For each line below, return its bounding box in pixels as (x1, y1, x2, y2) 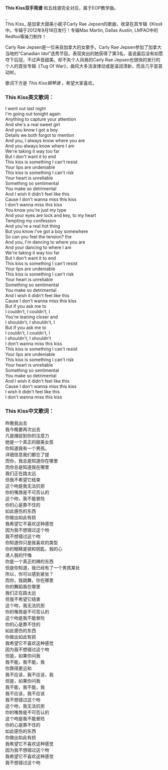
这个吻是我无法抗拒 (5, 483, 45, 489)
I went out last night (5, 106, 46, 112)
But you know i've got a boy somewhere (5, 228, 88, 234)
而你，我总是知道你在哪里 (5, 458, 58, 464)
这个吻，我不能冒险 (5, 495, 45, 501)
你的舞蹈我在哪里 (5, 583, 41, 589)
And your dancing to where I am (5, 244, 72, 250)
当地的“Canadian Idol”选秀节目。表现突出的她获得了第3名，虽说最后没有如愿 (5, 50, 163, 56)
